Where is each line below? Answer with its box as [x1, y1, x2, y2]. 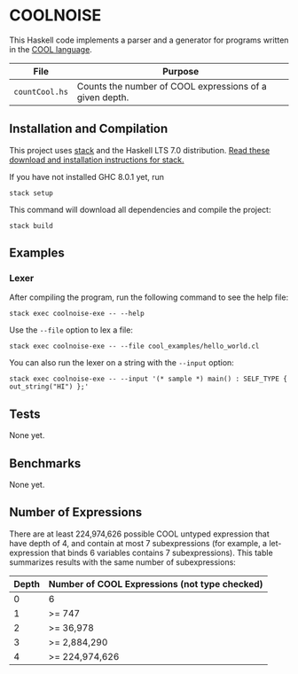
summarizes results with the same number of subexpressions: [9, 556, 237, 568]
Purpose [162, 65, 200, 77]
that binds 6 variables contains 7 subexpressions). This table [51, 547, 273, 558]
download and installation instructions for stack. [9, 154, 184, 165]
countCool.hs [13, 86, 69, 97]
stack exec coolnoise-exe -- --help [9, 310, 145, 318]
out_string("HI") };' [9, 382, 90, 391]
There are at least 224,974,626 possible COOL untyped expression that [9, 529, 270, 539]
